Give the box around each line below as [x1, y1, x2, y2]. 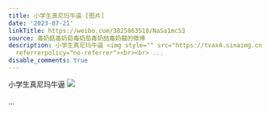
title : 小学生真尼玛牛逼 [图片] [8, 11, 105, 20]
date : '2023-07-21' [8, 19, 74, 27]
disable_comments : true [8, 57, 89, 65]
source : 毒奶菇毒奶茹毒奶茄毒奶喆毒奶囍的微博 [8, 34, 146, 42]
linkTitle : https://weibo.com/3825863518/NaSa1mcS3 [8, 26, 185, 34]
